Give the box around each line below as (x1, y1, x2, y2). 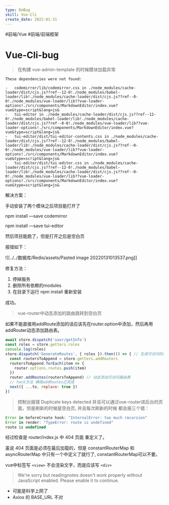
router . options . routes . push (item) (14, 366, 87, 371)
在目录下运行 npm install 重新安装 (12, 289, 82, 295)
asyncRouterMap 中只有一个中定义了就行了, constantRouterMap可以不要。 (5, 451, 160, 458)
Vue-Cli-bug (5, 49, 59, 61)
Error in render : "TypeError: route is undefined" (5, 420, 114, 425)
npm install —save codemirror (5, 213, 68, 219)
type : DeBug (5, 7, 30, 13)
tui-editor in (14, 112, 44, 117)
